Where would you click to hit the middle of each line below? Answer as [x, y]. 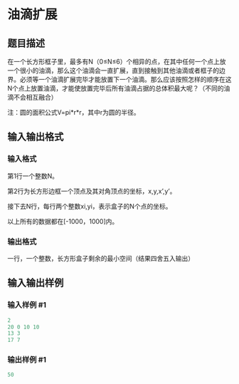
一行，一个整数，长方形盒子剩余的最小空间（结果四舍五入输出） [101, 258]
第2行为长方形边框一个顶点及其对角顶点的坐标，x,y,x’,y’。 [92, 191]
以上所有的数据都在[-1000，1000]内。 [63, 221]
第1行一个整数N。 [33, 176]
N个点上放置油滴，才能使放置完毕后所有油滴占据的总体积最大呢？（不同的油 [119, 88]
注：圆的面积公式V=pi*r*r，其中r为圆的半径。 [74, 112]
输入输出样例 [36, 283]
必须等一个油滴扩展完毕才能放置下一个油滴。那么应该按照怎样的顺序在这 [126, 79]
